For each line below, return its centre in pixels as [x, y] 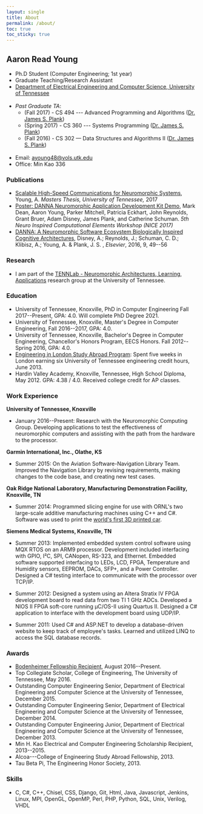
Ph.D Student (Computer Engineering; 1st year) [73, 74]
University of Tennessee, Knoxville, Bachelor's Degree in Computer [99, 335]
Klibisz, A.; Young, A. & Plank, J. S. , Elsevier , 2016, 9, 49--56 [91, 245]
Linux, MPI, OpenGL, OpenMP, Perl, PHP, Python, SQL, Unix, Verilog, [101, 799]
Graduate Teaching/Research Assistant [64, 80]
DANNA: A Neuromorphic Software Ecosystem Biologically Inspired [99, 232]
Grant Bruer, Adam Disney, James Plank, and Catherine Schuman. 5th [102, 219]
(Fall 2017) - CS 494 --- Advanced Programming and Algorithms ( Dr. [110, 112]
